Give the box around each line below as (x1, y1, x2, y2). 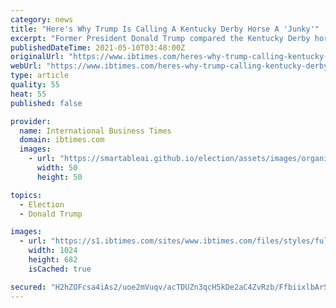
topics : (10, 190, 43, 200)
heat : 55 (10, 89, 47, 99)
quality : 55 (10, 80, 60, 90)
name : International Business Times (19, 126, 172, 136)
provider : (10, 116, 52, 126)
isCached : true (28, 264, 92, 274)
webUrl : (10, 61, 43, 71)
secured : (10, 282, 47, 292)
